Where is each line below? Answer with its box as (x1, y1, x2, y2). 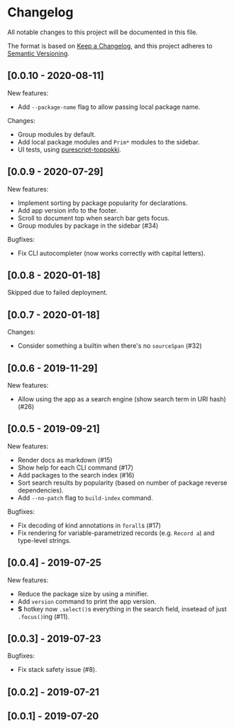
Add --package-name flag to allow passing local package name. (17, 102, 201, 111)
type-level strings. (17, 536, 72, 544)
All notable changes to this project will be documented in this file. (7, 28, 199, 36)
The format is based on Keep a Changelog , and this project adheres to (7, 41, 213, 50)
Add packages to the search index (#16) (17, 470, 135, 479)
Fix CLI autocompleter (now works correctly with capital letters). (17, 248, 206, 257)
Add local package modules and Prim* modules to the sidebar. (17, 137, 200, 146)
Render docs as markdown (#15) (17, 455, 113, 464)
